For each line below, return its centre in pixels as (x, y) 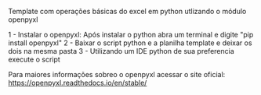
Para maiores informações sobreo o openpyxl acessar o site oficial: (117, 74)
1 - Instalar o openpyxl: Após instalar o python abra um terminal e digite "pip (131, 35)
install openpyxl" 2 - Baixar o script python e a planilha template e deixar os (130, 43)
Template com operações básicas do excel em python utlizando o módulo (127, 11)
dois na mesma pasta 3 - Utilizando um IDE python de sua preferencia (121, 51)
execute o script (34, 59)
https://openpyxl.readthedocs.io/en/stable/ (78, 83)
